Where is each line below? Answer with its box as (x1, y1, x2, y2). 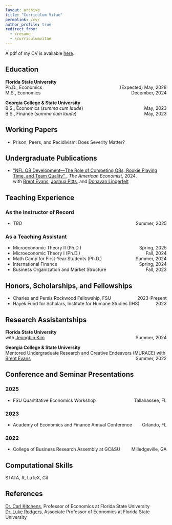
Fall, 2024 (145, 250, 167, 257)
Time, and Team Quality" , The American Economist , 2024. (12, 173, 137, 179)
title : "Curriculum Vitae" (5, 12, 63, 17)
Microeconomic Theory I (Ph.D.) (12, 250, 80, 257)
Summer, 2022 (135, 355, 167, 361)
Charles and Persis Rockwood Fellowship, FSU (12, 295, 112, 301)
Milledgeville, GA (131, 446, 167, 452)
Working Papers (5, 125, 58, 134)
